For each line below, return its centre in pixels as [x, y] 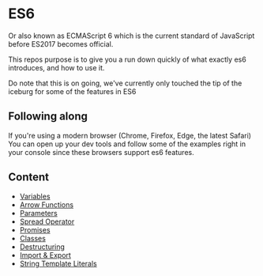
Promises [35, 229]
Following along [48, 117]
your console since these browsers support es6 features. [101, 152]
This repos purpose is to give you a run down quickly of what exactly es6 [127, 59]
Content [29, 178]
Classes [32, 238]
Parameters [38, 213]
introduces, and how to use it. [56, 67]
